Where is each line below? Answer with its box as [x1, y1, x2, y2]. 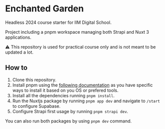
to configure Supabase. [12, 103, 61, 109]
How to [5, 64, 28, 72]
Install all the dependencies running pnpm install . [12, 92, 115, 98]
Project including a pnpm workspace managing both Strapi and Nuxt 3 [5, 29, 149, 35]
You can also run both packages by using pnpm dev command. [5, 118, 132, 124]
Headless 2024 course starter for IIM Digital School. [5, 19, 112, 25]
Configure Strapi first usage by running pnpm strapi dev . [12, 108, 128, 114]
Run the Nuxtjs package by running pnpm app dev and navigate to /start [12, 98, 161, 104]
